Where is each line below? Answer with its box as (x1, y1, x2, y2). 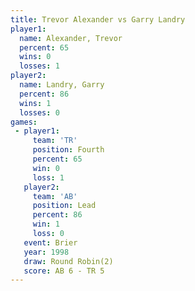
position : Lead (32, 201, 97, 211)
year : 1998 (23, 247, 70, 257)
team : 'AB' (32, 191, 78, 201)
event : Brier (23, 237, 78, 248)
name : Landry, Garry (19, 80, 105, 90)
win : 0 (32, 163, 60, 173)
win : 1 (32, 219, 60, 230)
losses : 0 (19, 107, 60, 118)
